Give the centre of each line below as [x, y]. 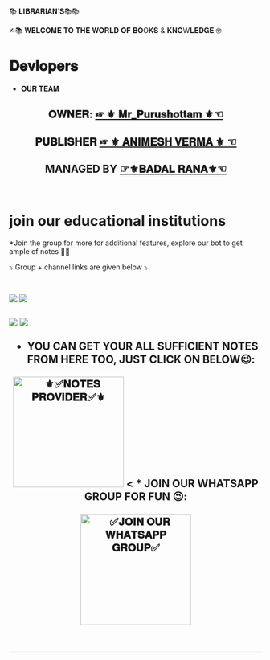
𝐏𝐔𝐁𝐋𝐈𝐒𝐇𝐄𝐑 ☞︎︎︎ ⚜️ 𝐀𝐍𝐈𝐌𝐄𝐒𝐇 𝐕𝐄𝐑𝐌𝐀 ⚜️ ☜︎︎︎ [136, 142]
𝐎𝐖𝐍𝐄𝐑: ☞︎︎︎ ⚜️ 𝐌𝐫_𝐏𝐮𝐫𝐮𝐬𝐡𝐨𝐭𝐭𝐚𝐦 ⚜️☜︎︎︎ [136, 115]
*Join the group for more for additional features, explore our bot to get [126, 243]
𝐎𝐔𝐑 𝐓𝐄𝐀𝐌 [40, 88]
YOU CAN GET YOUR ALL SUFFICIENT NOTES [143, 346]
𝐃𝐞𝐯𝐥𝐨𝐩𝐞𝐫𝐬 [44, 66]
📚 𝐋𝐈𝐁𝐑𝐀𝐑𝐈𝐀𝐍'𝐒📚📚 [44, 11]
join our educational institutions [118, 221]
